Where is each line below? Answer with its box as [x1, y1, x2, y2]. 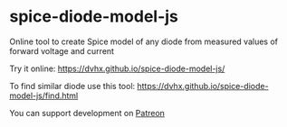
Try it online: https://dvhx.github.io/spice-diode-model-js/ [9, 63, 225, 74]
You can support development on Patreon [9, 107, 166, 118]
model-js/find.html [9, 90, 79, 101]
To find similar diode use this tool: [9, 80, 136, 91]
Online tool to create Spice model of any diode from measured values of [9, 36, 279, 47]
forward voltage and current [9, 45, 115, 56]
